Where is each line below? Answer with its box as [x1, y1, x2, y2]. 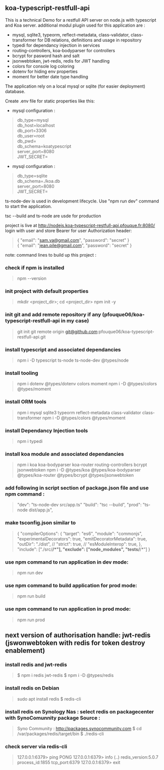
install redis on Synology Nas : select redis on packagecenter [5, 708, 154, 715]
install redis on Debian [5, 685, 59, 692]
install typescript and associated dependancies [5, 346, 121, 353]
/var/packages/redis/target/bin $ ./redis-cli [17, 731, 104, 737]
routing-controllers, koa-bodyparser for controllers [12, 47, 115, 53]
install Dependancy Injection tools [5, 427, 88, 434]
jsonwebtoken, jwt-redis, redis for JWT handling [12, 58, 110, 64]
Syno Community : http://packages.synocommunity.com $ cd [17, 725, 142, 731]
